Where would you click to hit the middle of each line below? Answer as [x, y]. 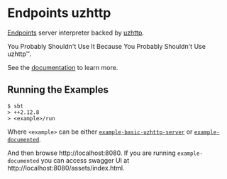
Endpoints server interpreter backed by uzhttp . [76, 33]
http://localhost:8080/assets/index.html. [66, 168]
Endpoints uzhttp [59, 13]
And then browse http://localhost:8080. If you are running [92, 153]
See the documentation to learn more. [63, 67]
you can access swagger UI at [85, 160]
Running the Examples [58, 90]
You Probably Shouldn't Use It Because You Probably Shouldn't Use [106, 46]
